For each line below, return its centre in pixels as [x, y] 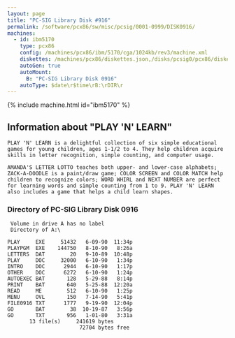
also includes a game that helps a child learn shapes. [90, 192]
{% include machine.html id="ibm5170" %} [69, 105]
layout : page [26, 14]
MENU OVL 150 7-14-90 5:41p [70, 297]
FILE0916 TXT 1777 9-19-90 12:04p [70, 303]
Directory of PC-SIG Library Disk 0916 [73, 209]
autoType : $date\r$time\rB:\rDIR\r [72, 85]
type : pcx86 [37, 46]
